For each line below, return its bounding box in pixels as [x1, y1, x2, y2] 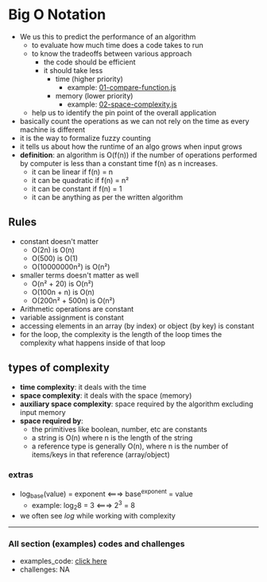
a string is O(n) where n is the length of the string [31, 433, 193, 442]
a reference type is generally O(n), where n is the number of [31, 441, 229, 451]
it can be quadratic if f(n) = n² [31, 175, 130, 184]
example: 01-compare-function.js [67, 82, 176, 92]
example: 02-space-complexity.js [67, 99, 177, 109]
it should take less [43, 65, 103, 75]
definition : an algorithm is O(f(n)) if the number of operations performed [19, 149, 257, 160]
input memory [19, 407, 66, 417]
